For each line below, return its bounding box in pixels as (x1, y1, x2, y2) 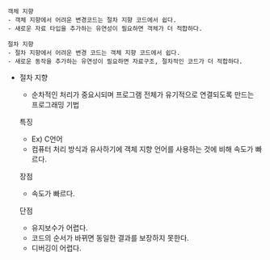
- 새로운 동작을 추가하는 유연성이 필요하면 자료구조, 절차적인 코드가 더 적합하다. (7, 57, 243, 65)
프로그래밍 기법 (31, 100, 80, 109)
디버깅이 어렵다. (31, 243, 82, 253)
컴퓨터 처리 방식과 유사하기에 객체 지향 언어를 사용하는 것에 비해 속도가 (31, 145, 254, 153)
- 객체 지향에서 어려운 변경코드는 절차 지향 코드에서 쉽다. (7, 16, 177, 24)
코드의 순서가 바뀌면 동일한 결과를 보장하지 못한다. (31, 233, 189, 242)
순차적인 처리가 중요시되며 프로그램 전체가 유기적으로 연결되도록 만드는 (31, 90, 255, 99)
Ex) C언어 (31, 134, 63, 144)
